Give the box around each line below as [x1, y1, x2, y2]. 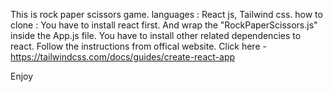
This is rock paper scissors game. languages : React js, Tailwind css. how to [10, 9, 323, 20]
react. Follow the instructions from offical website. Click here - [10, 40, 267, 52]
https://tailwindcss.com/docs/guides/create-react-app [10, 51, 236, 63]
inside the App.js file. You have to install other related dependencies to [10, 30, 302, 41]
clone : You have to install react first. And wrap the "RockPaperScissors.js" [10, 19, 318, 31]
